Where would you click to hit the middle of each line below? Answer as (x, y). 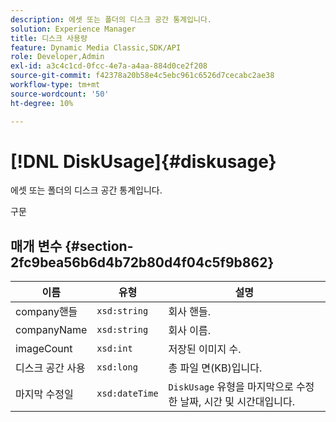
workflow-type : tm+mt (55, 85)
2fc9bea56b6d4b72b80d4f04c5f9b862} (142, 262)
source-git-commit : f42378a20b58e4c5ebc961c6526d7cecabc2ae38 (142, 76)
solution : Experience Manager (73, 29)
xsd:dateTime (127, 394)
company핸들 (46, 312)
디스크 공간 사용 (50, 368)
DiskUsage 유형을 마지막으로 (231, 387)
